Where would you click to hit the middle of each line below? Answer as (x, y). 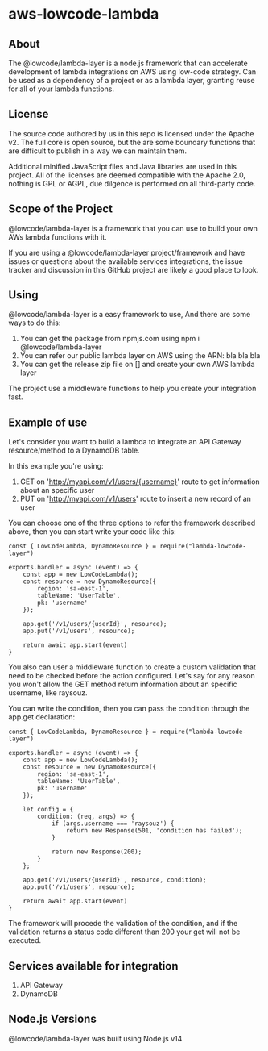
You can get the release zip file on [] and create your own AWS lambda (137, 365)
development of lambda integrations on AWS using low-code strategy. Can (132, 72)
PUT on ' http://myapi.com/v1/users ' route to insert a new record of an (136, 499)
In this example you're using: (56, 466)
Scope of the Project (60, 209)
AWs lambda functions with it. (58, 237)
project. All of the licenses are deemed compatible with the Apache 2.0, (127, 175)
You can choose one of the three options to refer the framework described (132, 523)
